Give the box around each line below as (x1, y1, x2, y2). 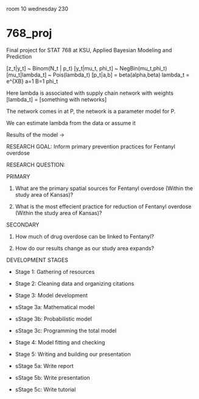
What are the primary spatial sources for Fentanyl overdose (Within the (15, 185, 194, 192)
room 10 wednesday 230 (6, 5, 69, 12)
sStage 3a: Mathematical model (15, 303, 95, 310)
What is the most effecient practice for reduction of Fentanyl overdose (15, 203, 192, 210)
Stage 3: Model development (15, 292, 88, 299)
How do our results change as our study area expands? (15, 244, 155, 251)
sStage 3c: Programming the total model (15, 327, 117, 334)
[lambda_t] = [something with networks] (6, 95, 107, 103)
